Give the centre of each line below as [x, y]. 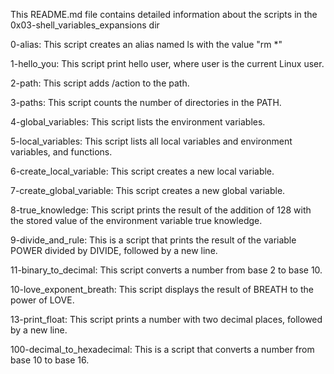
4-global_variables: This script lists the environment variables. [138, 122]
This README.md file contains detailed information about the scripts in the [164, 14]
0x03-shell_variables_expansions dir [85, 25]
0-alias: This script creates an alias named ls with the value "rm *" [146, 44]
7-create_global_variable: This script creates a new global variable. [148, 190]
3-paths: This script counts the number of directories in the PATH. [146, 102]
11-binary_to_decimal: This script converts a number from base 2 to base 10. [166, 270]
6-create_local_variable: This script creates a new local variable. [142, 171]
